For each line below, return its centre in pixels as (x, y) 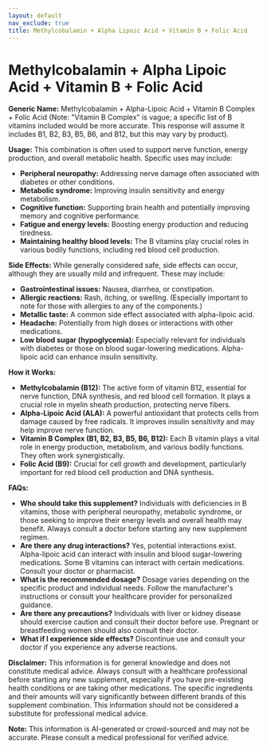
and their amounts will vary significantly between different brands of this (128, 697)
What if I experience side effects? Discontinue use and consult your (132, 639)
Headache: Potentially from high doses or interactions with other (126, 323)
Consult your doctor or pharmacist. (77, 571)
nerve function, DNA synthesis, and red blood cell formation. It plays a (135, 396)
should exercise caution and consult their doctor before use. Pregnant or (139, 622)
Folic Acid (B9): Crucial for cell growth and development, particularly (133, 464)
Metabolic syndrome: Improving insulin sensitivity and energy (122, 190)
